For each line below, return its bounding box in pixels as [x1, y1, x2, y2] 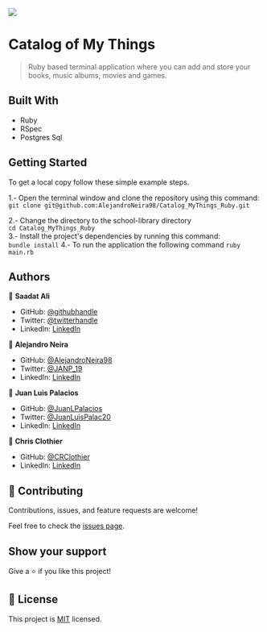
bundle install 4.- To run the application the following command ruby [8, 239, 241, 249]
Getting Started [8, 156, 88, 169]
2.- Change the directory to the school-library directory [8, 215, 191, 225]
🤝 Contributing [8, 484, 84, 497]
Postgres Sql [19, 132, 63, 142]
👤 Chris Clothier [8, 436, 63, 447]
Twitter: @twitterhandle [19, 315, 98, 326]
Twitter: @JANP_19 [19, 364, 83, 374]
